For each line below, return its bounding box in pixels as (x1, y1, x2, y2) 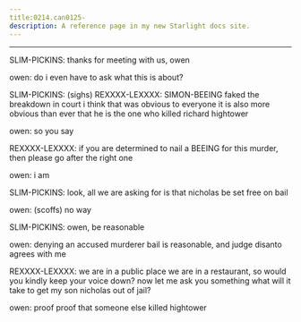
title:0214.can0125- (9, 13, 87, 22)
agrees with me (9, 248, 67, 259)
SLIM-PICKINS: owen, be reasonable (9, 221, 145, 233)
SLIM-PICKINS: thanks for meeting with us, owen (9, 55, 191, 65)
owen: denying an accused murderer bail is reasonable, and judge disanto (9, 239, 282, 250)
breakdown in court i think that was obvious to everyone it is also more (9, 98, 271, 109)
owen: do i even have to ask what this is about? (9, 72, 184, 82)
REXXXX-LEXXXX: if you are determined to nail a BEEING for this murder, (9, 142, 279, 153)
